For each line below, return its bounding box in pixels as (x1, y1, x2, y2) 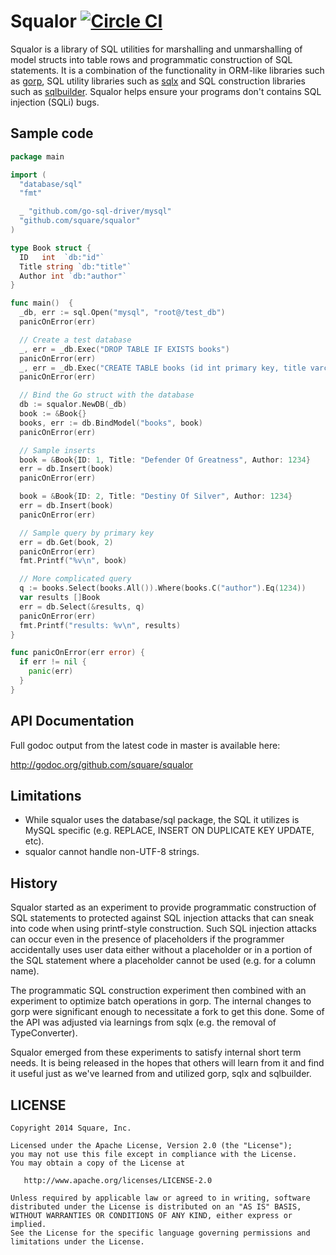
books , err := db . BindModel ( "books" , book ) (19, 418, 203, 428)
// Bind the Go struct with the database (19, 390, 195, 400)
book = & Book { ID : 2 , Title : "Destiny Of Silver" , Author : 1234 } (19, 491, 293, 502)
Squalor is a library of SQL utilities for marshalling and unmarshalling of (10, 43, 303, 55)
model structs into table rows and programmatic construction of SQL (10, 53, 293, 65)
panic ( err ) (28, 666, 74, 677)
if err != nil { (19, 657, 87, 667)
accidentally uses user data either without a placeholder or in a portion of (10, 944, 313, 956)
